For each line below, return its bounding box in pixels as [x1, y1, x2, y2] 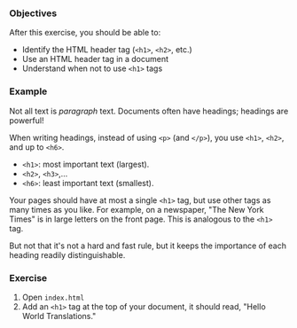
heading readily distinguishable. [9, 249, 126, 260]
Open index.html [21, 292, 85, 302]
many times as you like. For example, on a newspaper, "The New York [9, 204, 264, 215]
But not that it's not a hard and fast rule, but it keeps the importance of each [9, 240, 286, 251]
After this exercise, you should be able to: [9, 27, 161, 38]
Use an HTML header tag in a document [21, 54, 169, 65]
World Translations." [21, 310, 97, 321]
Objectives [9, 7, 58, 20]
